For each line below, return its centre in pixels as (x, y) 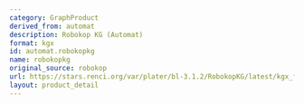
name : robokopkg (40, 60)
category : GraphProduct (54, 18)
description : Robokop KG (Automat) (76, 34)
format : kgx (32, 43)
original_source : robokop (58, 69)
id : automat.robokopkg (52, 52)
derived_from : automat (52, 26)
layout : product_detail (54, 85)
